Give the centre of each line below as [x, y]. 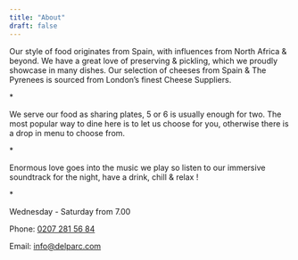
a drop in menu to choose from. [67, 133]
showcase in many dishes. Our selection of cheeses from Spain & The [138, 70]
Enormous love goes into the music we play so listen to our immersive [137, 167]
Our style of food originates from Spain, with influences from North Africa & [148, 51]
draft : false [33, 26]
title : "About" [37, 17]
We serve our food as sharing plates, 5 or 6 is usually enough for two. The [145, 114]
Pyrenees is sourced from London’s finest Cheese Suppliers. [120, 79]
